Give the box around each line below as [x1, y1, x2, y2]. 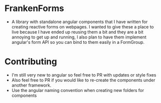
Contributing [4, 56, 57, 67]
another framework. [11, 82, 51, 88]
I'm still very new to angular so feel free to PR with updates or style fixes [11, 72, 156, 77]
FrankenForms [4, 3, 64, 14]
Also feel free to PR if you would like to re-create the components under [11, 77, 156, 83]
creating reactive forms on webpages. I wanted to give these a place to [11, 24, 154, 29]
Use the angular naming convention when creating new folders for [11, 87, 144, 93]
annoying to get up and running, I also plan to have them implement [11, 34, 146, 40]
